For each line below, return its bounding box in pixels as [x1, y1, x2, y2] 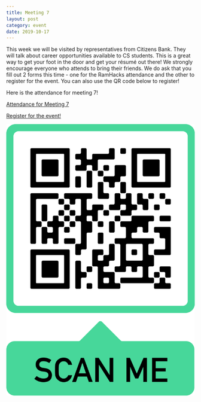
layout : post [6, 16, 39, 22]
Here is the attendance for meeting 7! [6, 89, 99, 96]
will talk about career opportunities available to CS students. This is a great [6, 52, 191, 59]
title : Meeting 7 [6, 10, 50, 16]
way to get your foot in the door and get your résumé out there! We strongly [6, 59, 193, 66]
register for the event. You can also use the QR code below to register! [6, 78, 179, 85]
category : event [6, 22, 47, 28]
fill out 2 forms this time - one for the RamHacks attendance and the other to [6, 71, 195, 78]
